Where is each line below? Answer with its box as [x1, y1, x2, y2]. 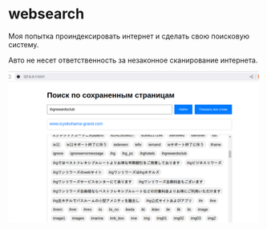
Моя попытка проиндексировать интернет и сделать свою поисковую [8, 31, 250, 41]
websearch [8, 5, 85, 23]
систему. [8, 39, 39, 49]
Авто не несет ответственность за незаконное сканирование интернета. [8, 55, 258, 65]
